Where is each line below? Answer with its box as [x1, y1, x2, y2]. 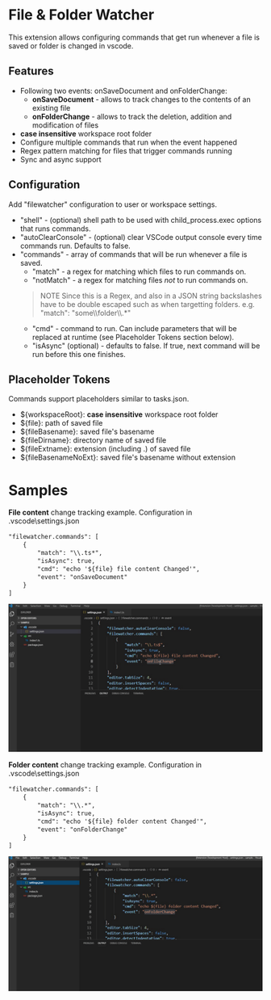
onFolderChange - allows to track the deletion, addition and [31, 111, 232, 121]
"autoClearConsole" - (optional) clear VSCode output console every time [19, 232, 262, 242]
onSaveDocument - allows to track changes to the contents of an [31, 95, 252, 104]
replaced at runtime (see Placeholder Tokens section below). [31, 332, 235, 342]
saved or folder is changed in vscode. [8, 40, 134, 50]
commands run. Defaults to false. [19, 241, 131, 250]
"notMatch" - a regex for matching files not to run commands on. [31, 275, 248, 284]
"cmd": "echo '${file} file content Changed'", [37, 565, 200, 574]
